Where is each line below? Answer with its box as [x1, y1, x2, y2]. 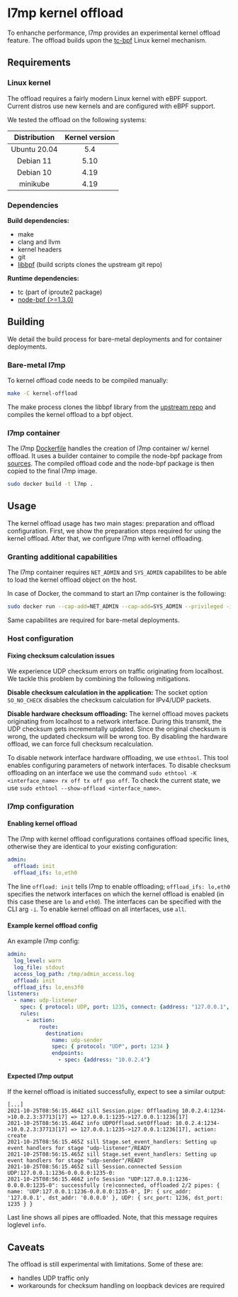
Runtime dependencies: [7, 273, 79, 282]
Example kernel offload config [7, 921, 98, 930]
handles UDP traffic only [17, 1274, 89, 1283]
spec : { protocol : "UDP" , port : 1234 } [52, 1043, 170, 1051]
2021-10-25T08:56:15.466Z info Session [7, 1176, 125, 1183]
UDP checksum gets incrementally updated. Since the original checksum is [7, 725, 227, 733]
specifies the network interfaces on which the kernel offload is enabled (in [7, 889, 225, 898]
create [7, 1132, 27, 1139]
